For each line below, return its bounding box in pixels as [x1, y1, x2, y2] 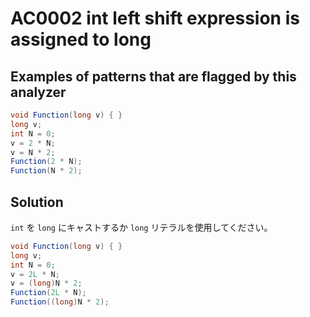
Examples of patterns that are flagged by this [10, 68, 297, 85]
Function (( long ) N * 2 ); [10, 297, 110, 307]
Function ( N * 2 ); [10, 166, 83, 176]
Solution [10, 193, 64, 211]
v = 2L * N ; [10, 269, 60, 279]
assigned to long [10, 28, 152, 51]
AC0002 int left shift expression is [10, 7, 300, 30]
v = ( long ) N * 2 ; [10, 278, 83, 289]
